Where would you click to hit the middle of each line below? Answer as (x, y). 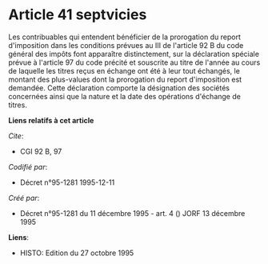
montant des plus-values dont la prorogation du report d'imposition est (125, 79)
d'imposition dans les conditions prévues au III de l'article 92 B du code (126, 45)
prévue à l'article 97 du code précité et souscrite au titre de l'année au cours (134, 62)
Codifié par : (28, 166)
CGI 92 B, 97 (41, 151)
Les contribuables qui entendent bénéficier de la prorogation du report (125, 37)
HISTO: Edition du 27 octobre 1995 (77, 253)
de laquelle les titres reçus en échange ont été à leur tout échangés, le (124, 70)
